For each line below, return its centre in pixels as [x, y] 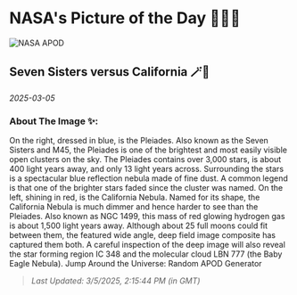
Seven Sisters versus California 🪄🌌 [110, 72]
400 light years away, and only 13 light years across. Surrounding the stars [146, 169]
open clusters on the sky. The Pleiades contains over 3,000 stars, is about [145, 160]
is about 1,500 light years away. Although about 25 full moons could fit [139, 225]
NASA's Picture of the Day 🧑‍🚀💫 [125, 18]
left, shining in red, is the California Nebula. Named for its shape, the [135, 197]
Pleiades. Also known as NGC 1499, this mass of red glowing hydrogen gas [147, 217]
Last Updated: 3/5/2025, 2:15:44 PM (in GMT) [115, 281]
